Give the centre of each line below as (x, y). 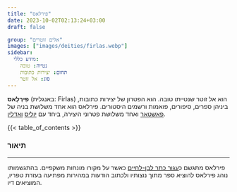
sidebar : (20, 53)
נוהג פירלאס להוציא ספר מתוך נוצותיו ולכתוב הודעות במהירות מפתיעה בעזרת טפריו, (117, 175)
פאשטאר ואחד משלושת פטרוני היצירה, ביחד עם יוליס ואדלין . (86, 114)
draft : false (26, 27)
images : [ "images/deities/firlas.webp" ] (68, 46)
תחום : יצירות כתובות (44, 72)
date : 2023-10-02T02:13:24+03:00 (56, 20)
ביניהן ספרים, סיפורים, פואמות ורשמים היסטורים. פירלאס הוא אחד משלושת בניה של (118, 106)
